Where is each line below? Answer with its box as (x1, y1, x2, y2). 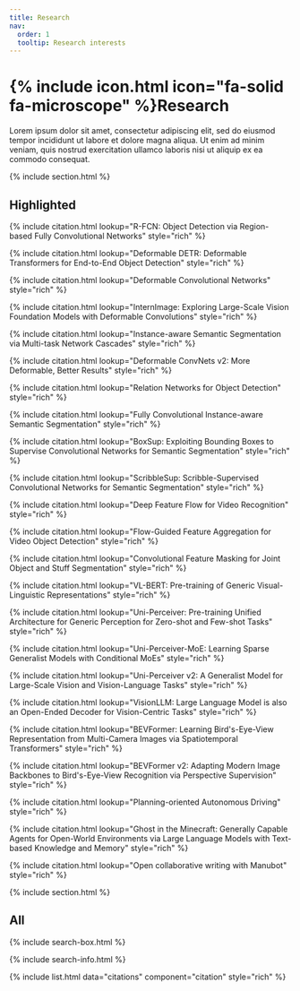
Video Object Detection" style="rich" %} (9, 536, 159, 547)
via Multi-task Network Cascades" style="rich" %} (9, 338, 196, 349)
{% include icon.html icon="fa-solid (9, 77, 284, 97)
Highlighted (9, 197, 76, 212)
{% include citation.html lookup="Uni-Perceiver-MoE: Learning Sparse (9, 643, 270, 654)
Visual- (256, 580, 284, 590)
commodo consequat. (9, 154, 90, 165)
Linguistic (9, 590, 46, 600)
